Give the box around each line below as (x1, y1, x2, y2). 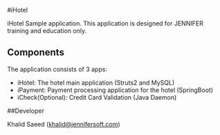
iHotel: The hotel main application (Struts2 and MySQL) (17, 78, 175, 87)
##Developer (7, 107, 45, 115)
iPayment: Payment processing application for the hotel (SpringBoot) (17, 86, 213, 94)
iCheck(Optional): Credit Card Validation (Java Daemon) (17, 93, 177, 101)
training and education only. (7, 27, 87, 35)
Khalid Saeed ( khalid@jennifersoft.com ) (7, 120, 120, 128)
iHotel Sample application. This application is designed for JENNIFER (7, 19, 204, 27)
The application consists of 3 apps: (7, 65, 107, 73)
